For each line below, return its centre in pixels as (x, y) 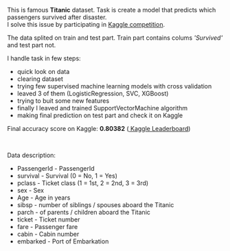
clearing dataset (40, 79)
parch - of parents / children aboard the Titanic (84, 212)
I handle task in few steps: (44, 58)
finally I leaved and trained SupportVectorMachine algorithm (102, 108)
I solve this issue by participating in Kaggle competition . (86, 24)
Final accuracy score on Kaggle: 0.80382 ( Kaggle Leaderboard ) (99, 129)
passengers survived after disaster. (57, 17)
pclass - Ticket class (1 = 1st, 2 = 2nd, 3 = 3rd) (83, 183)
